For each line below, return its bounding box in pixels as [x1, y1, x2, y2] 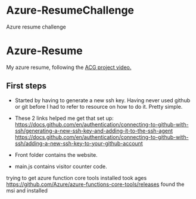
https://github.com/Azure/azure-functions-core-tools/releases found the [6, 181, 185, 188]
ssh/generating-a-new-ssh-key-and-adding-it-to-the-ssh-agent [14, 127, 173, 134]
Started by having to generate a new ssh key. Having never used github [14, 96, 191, 104]
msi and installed [6, 187, 48, 194]
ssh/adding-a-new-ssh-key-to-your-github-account [14, 140, 143, 147]
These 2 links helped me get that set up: [14, 114, 114, 122]
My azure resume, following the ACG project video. [6, 64, 132, 71]
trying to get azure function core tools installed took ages [6, 174, 147, 181]
